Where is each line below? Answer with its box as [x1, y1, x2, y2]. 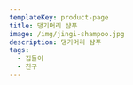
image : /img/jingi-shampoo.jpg [9, 29, 125, 38]
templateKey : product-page [9, 12, 109, 22]
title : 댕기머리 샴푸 [9, 21, 78, 30]
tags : [9, 46, 29, 55]
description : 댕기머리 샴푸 [9, 37, 102, 47]
